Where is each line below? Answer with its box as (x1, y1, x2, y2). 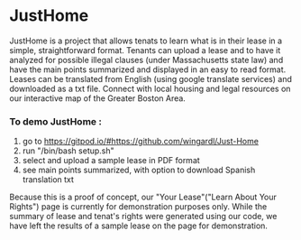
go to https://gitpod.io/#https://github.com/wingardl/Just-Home (22, 136, 260, 147)
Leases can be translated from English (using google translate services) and (9, 73, 293, 84)
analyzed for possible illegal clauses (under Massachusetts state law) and (9, 54, 284, 65)
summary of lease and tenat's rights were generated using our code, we (9, 211, 278, 222)
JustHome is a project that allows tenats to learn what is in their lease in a (9, 35, 282, 46)
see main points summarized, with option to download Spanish (22, 164, 256, 176)
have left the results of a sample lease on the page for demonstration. (9, 220, 269, 231)
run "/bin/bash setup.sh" (22, 145, 114, 156)
